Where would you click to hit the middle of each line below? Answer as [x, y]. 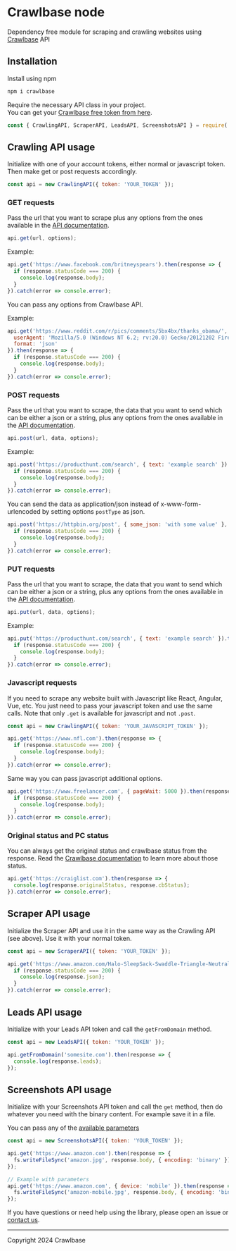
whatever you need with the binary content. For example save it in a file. [111, 1114]
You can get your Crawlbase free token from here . [80, 112]
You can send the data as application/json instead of [83, 504]
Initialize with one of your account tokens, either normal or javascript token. [117, 164]
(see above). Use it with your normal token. [70, 938]
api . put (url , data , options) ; [52, 612]
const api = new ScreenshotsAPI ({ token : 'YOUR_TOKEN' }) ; [96, 1141]
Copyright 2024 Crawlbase [46, 1240]
